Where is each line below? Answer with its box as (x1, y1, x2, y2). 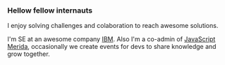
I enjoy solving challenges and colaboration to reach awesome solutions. (7, 22, 219, 30)
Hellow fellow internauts (7, 6, 93, 15)
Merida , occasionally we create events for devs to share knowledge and (7, 43, 217, 51)
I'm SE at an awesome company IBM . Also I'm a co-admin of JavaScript (7, 35, 216, 43)
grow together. (7, 50, 51, 58)
